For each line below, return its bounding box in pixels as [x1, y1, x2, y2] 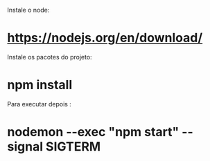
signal [7, 139, 44, 155]
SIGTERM [45, 139, 101, 155]
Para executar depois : [7, 100, 71, 108]
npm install [7, 77, 73, 93]
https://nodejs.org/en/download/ [7, 30, 203, 46]
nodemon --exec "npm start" [7, 124, 180, 140]
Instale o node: [7, 6, 50, 14]
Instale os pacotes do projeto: [7, 53, 92, 61]
